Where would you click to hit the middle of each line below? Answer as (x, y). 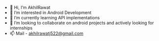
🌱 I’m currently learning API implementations (55, 18)
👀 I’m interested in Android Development (51, 13)
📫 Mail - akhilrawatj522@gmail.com (46, 33)
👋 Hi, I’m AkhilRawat (30, 7)
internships (21, 28)
